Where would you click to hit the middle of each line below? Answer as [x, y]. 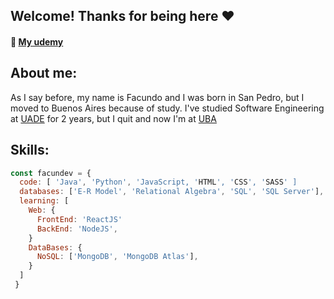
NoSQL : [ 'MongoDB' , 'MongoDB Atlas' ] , [117, 257]
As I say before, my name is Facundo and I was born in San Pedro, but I [157, 97]
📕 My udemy [37, 41]
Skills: [30, 150]
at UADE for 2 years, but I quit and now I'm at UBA [113, 118]
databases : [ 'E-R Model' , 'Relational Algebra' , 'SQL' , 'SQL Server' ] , [172, 192]
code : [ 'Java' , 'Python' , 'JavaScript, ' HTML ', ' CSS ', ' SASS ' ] [158, 182]
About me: [44, 73]
